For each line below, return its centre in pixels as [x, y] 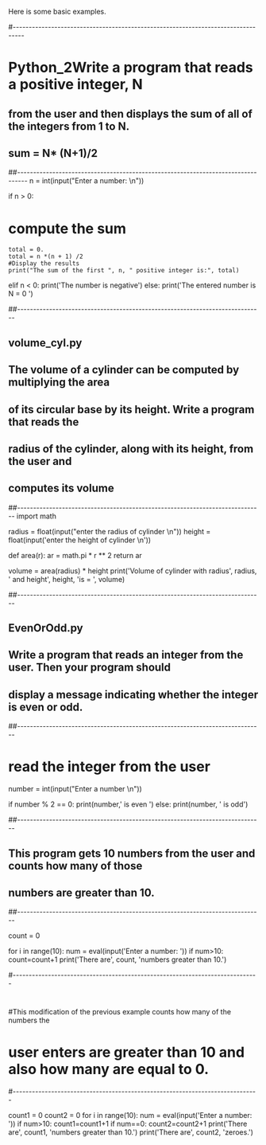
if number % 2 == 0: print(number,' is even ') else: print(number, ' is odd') [128, 804]
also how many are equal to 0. [108, 1069]
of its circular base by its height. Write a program [131, 409]
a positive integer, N [75, 85]
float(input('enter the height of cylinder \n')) [80, 540]
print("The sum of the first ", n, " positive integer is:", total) [124, 271]
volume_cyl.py [45, 343]
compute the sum [67, 228]
